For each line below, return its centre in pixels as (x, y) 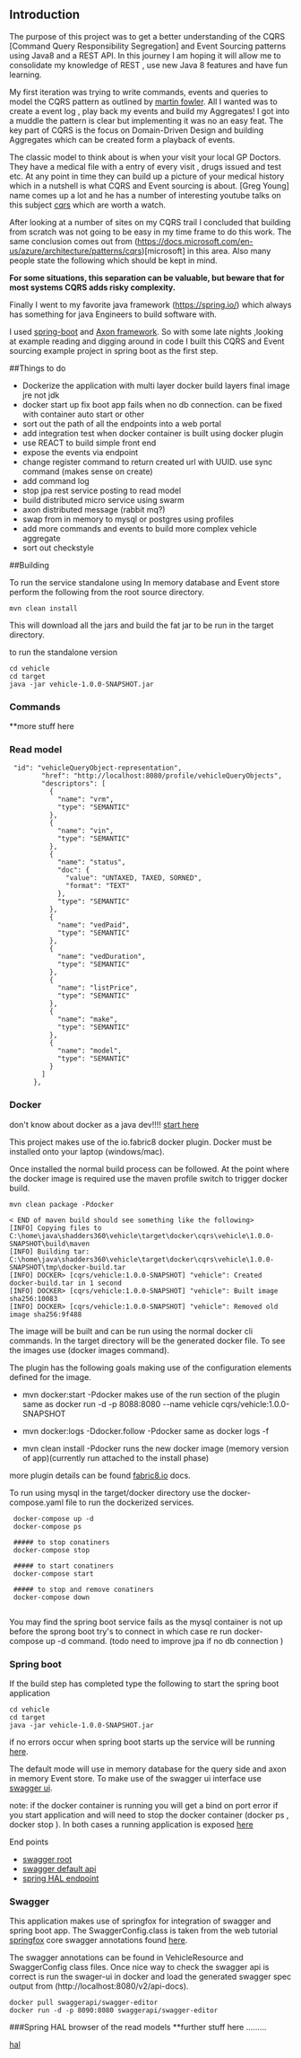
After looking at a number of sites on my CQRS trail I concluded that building (150, 222)
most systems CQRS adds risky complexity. (93, 287)
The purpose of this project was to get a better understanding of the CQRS (147, 36)
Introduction (45, 15)
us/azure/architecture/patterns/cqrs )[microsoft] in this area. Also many (140, 251)
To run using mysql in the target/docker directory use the (115, 1492)
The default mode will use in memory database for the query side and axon (148, 1769)
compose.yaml (37, 1502)
